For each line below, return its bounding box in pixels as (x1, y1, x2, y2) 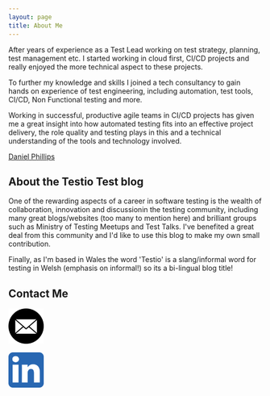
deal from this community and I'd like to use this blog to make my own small (8, 231, 260, 240)
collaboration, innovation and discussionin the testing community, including (8, 205, 259, 215)
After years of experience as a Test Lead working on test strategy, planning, (8, 44, 260, 54)
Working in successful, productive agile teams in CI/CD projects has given (8, 110, 255, 120)
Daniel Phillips (8, 152, 55, 161)
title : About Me (8, 21, 63, 30)
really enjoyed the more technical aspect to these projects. (8, 61, 203, 72)
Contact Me (8, 286, 69, 300)
